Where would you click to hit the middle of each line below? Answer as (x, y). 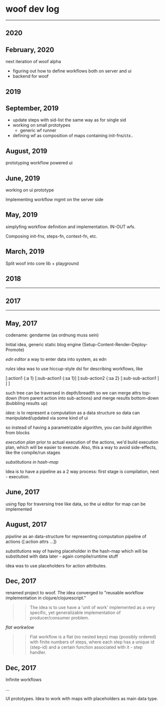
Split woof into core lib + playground (42, 263)
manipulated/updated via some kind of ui (47, 418)
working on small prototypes (41, 125)
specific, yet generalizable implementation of (75, 612)
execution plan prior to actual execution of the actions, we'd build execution (82, 442)
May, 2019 (22, 215)
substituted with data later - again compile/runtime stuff (62, 556)
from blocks (18, 433)
